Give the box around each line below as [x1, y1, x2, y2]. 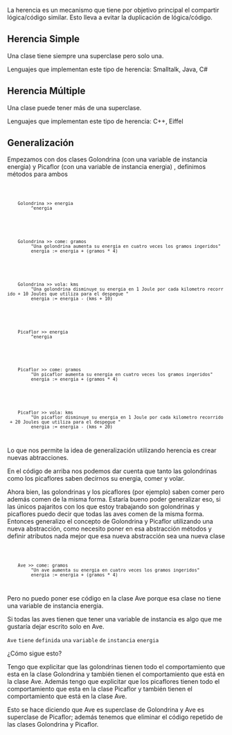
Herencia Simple [7, 33, 80, 45]
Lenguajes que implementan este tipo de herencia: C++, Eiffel [7, 117, 184, 125]
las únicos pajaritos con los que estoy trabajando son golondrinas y [7, 502, 200, 511]
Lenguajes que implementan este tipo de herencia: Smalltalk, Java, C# [7, 65, 208, 73]
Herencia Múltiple [7, 85, 86, 97]
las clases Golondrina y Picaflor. [7, 720, 99, 728]
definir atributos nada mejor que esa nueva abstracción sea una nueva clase [7, 532, 225, 540]
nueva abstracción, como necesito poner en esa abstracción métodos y [7, 524, 213, 533]
